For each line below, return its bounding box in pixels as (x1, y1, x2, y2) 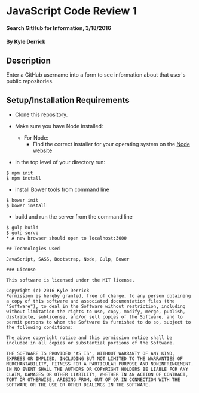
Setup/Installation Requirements (6, 95, 130, 105)
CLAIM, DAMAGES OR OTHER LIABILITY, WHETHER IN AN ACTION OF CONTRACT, (6, 371, 188, 377)
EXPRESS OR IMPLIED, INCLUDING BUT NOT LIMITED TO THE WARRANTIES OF (6, 356, 183, 362)
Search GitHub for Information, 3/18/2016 (6, 24, 112, 31)
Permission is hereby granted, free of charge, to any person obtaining (6, 293, 191, 299)
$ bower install (6, 202, 47, 208)
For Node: (23, 134, 49, 141)
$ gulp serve (6, 230, 39, 236)
